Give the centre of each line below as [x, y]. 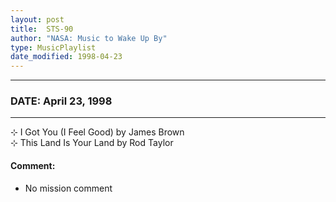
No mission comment [68, 188]
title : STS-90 [42, 29]
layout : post [37, 19]
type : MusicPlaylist [53, 47]
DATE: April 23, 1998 [61, 101]
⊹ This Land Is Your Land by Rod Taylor [92, 143]
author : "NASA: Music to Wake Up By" [89, 38]
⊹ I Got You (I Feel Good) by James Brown [97, 132]
